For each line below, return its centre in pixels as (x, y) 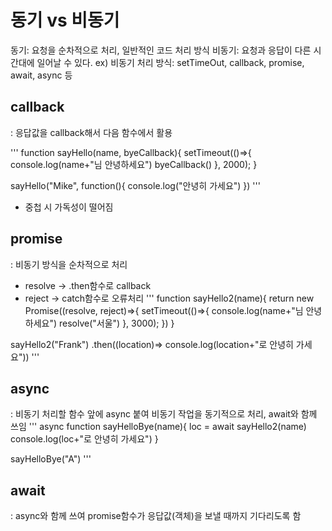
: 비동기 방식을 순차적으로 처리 (69, 264)
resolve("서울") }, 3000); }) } (117, 323)
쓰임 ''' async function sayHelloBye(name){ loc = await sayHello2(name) (158, 427)
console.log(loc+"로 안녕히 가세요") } (84, 439)
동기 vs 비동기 (65, 20)
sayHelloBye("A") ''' (51, 459)
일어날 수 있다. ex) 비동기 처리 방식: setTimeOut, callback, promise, (170, 62)
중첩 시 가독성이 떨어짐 (69, 207)
